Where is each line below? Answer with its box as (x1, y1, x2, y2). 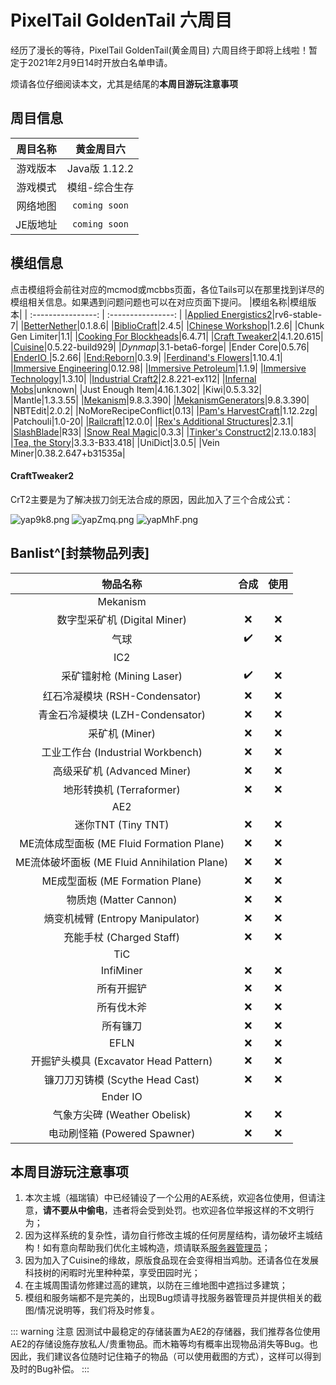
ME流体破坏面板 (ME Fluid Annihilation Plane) (15, 855, 229, 869)
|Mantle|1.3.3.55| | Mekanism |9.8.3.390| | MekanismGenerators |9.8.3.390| (10, 394, 310, 406)
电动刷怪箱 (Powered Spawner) (48, 1126, 196, 1140)
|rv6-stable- (271, 308, 323, 320)
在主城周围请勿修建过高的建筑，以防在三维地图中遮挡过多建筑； (24, 1279, 288, 1291)
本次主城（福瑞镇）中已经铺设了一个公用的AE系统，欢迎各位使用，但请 (24, 1192, 317, 1204)
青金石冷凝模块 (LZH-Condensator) (38, 707, 206, 721)
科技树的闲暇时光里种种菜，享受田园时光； (24, 1267, 201, 1279)
